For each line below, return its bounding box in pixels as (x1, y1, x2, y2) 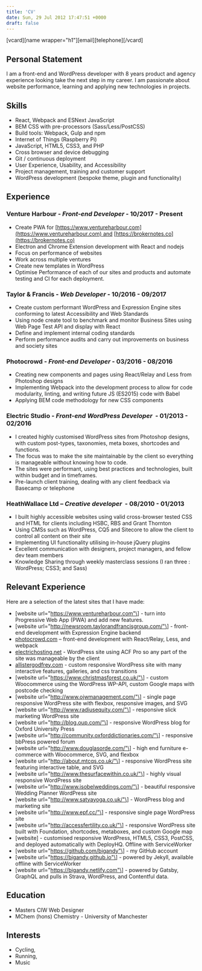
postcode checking (14, 687, 63, 694)
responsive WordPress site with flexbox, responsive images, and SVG (14, 699, 188, 707)
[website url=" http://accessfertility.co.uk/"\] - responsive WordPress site (14, 821, 196, 828)
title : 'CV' (6, 8, 36, 15)
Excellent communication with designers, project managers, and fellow (14, 545, 191, 553)
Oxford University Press (14, 725, 75, 732)
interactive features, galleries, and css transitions (14, 667, 137, 675)
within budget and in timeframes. (14, 472, 98, 479)
